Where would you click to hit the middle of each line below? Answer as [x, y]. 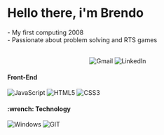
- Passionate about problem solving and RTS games [82, 39]
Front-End [22, 77]
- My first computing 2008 [46, 32]
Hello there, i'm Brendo [75, 13]
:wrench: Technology [39, 109]
